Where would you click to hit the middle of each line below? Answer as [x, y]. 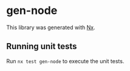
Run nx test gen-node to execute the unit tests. [65, 61]
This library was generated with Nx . [51, 27]
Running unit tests [42, 46]
